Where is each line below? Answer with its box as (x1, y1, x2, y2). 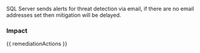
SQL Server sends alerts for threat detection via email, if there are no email (6, 5, 194, 12)
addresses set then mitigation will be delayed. (6, 11, 121, 19)
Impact (6, 26, 28, 35)
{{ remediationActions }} (6, 40, 68, 48)
